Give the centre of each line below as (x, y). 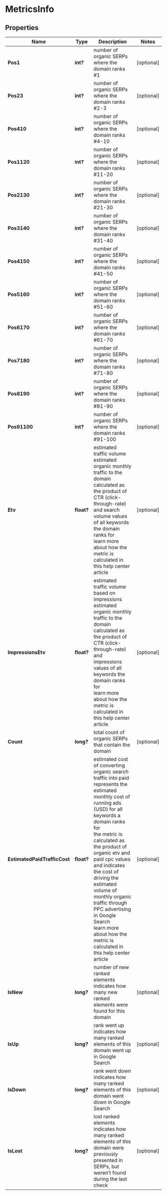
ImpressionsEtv (27, 652)
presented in (108, 1160)
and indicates (109, 865)
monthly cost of (112, 797)
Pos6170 (19, 327)
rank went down (112, 1071)
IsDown (17, 1090)
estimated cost (111, 759)
